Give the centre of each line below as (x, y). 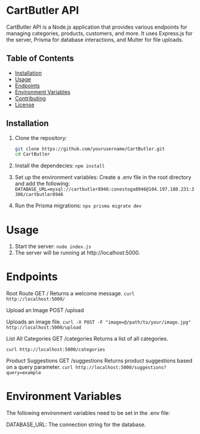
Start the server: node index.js (53, 246)
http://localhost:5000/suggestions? (121, 368)
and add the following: (42, 184)
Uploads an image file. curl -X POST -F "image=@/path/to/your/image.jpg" (99, 322)
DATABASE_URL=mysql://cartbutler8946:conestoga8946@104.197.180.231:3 (104, 190)
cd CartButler (32, 154)
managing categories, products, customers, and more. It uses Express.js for (99, 33)
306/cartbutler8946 (39, 195)
